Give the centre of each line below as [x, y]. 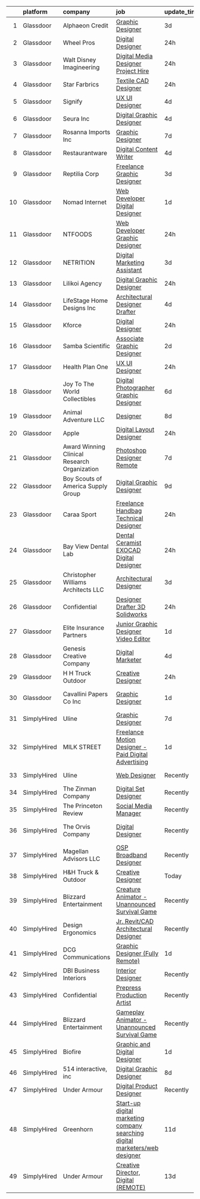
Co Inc [72, 701]
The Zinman [79, 789]
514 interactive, [85, 1069]
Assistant [129, 270]
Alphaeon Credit [85, 25]
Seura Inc [76, 119]
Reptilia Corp [81, 174]
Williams [75, 582]
